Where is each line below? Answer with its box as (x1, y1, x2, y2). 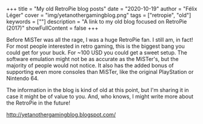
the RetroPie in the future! (6, 99, 71, 106)
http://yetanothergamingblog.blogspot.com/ (6, 111, 116, 118)
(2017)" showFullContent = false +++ (6, 24, 99, 31)
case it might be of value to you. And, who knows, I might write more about (6, 93, 194, 100)
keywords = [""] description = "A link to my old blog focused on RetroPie (6, 18, 187, 25)
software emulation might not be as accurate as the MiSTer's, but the (6, 56, 179, 62)
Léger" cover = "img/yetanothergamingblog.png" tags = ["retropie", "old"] (6, 11, 191, 19)
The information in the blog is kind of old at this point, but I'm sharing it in (6, 86, 189, 93)
